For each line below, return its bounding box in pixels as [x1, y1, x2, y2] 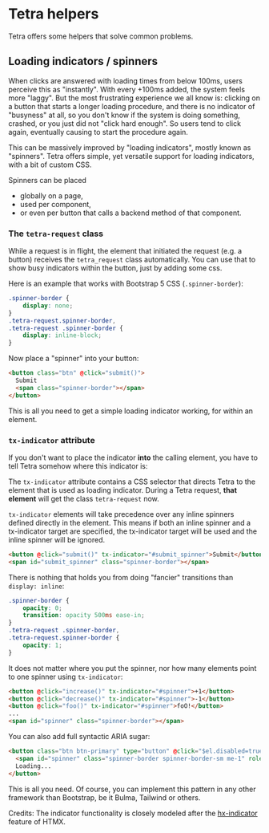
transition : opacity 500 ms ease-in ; [22, 612, 146, 620]
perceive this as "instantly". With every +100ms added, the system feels [8, 84, 246, 94]
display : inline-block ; [22, 331, 102, 339]
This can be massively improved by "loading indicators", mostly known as [8, 142, 251, 152]
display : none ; [22, 302, 74, 310]
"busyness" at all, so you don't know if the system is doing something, [8, 110, 240, 120]
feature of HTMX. [8, 816, 66, 827]
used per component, [19, 199, 92, 209]
